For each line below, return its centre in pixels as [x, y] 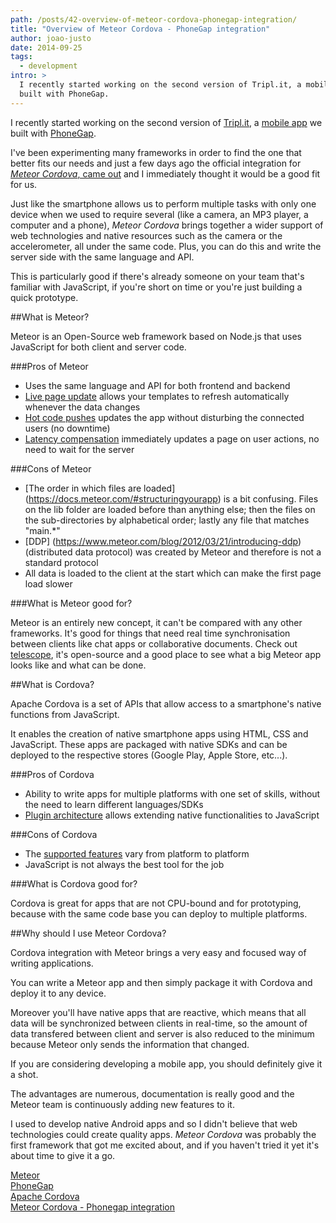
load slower [48, 583]
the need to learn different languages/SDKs [114, 804]
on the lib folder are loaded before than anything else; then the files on [170, 509]
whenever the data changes [82, 407]
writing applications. [52, 963]
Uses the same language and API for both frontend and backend [157, 385]
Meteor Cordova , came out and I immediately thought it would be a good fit [165, 173]
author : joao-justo [51, 38]
